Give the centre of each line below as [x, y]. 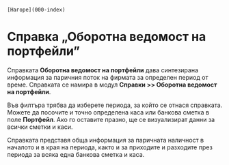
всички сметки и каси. [40, 127]
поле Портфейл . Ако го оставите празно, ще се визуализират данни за [111, 119]
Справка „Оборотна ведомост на [107, 37]
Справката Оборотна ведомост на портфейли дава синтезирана [103, 70]
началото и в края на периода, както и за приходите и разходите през [110, 147]
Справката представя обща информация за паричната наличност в [106, 140]
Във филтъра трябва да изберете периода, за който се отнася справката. [115, 105]
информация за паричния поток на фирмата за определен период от [108, 77]
